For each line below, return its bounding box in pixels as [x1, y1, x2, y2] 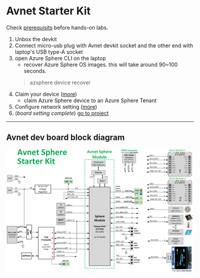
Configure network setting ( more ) [14, 103, 98, 110]
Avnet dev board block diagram [6, 133, 125, 143]
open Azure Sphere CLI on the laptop [14, 54, 106, 62]
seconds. [23, 67, 46, 74]
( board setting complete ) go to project [14, 109, 109, 117]
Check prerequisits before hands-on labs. [6, 24, 108, 31]
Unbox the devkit [14, 35, 57, 42]
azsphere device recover [29, 79, 91, 86]
